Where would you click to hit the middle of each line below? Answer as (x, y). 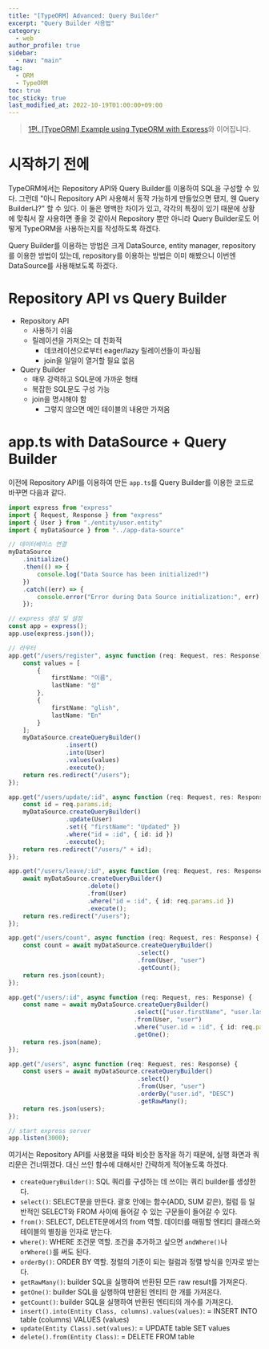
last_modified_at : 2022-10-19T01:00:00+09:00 (85, 105)
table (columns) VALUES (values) (74, 1320)
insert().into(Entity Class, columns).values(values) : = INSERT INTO (139, 1311)
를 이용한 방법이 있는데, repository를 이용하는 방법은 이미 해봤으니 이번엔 (122, 256)
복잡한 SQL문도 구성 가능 (71, 389)
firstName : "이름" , (82, 678)
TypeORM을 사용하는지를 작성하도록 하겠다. (92, 229)
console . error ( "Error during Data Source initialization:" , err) (149, 597)
